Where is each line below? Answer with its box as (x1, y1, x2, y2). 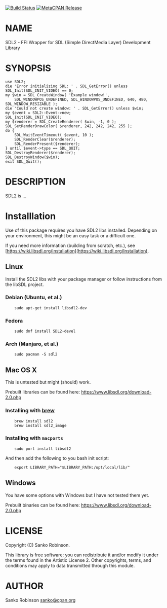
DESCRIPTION (5, 176, 66, 188)
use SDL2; (5, 79, 26, 84)
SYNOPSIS (5, 62, 52, 74)
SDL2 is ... (5, 193, 27, 199)
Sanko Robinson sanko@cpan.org (5, 597, 76, 603)
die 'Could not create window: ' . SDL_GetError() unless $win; (5, 105, 144, 111)
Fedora (5, 317, 23, 324)
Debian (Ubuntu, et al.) (5, 294, 62, 301)
